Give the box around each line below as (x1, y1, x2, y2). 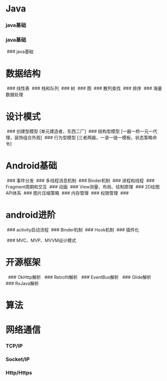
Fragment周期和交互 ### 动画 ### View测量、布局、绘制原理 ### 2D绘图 (5, 184, 160, 190)
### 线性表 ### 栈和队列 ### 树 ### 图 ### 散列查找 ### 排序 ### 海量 (6, 85, 162, 91)
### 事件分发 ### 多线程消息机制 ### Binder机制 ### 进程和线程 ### (6, 178, 155, 184)
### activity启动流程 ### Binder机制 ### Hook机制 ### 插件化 (6, 227, 140, 233)
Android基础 (5, 160, 58, 172)
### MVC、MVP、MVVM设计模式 (6, 237, 77, 243)
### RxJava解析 (5, 280, 39, 287)
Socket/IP (5, 356, 30, 363)
